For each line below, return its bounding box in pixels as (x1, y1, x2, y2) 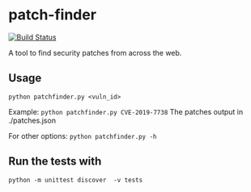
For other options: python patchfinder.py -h (8, 131, 157, 140)
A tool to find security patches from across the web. (8, 48, 182, 57)
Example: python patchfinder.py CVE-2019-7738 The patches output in (8, 106, 244, 116)
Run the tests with (8, 155, 102, 169)
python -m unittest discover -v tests (8, 176, 143, 184)
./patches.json (8, 115, 57, 125)
